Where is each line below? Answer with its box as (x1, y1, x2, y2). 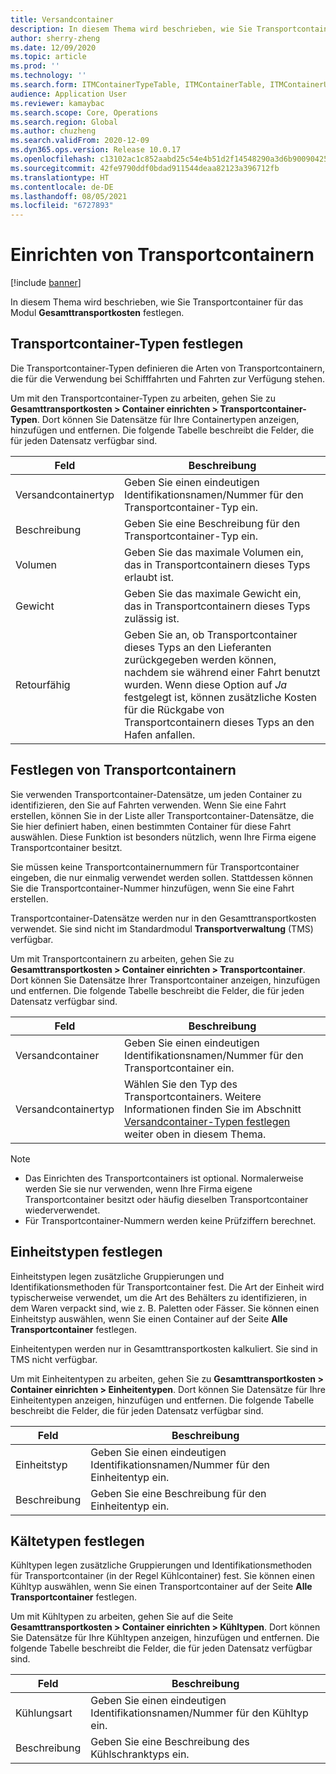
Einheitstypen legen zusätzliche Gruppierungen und (10, 1270, 225, 1282)
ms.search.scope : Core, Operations (10, 107, 159, 118)
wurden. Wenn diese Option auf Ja (124, 677, 288, 691)
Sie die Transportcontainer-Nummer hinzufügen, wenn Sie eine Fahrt (10, 882, 295, 894)
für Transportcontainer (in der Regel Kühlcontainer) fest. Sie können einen (10, 1570, 315, 1582)
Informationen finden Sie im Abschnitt (124, 1102, 302, 1116)
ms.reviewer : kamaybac (10, 98, 105, 108)
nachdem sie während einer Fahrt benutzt (124, 665, 321, 679)
